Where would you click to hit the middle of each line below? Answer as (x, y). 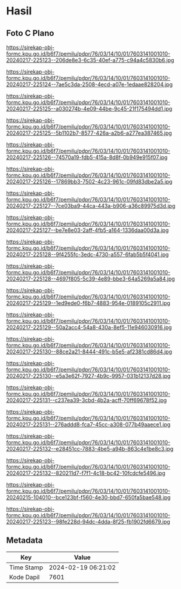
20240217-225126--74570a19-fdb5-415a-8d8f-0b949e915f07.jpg (87, 157)
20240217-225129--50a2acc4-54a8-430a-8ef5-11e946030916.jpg (89, 327)
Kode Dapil (24, 577)
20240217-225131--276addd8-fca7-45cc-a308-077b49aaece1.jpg (88, 425)
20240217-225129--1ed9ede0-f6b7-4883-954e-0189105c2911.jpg (88, 303)
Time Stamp (26, 567)
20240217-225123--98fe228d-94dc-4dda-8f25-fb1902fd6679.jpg (88, 522)
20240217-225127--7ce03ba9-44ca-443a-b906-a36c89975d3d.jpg (91, 206)
